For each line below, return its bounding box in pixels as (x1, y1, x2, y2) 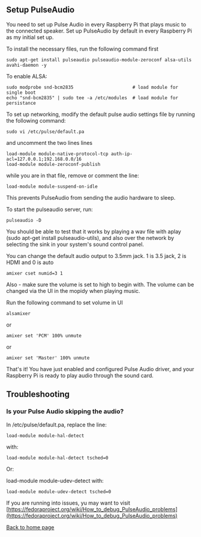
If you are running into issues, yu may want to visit (6, 499, 131, 506)
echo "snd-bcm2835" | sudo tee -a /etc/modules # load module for (6, 94, 179, 101)
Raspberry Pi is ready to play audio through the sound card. (6, 372, 154, 379)
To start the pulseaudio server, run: (6, 206, 93, 213)
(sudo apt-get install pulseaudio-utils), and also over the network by (6, 234, 175, 241)
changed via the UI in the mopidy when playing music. (6, 287, 140, 294)
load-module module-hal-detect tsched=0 (6, 455, 109, 461)
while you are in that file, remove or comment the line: (6, 171, 139, 179)
